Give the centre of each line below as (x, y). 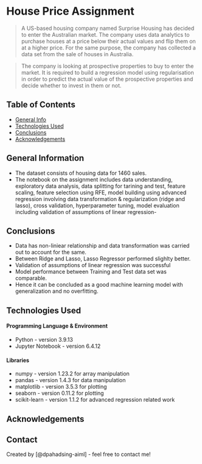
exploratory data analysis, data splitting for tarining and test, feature (100, 186)
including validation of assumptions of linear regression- (86, 212)
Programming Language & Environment (57, 326)
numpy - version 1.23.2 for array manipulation (72, 374)
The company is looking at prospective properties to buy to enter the (107, 66)
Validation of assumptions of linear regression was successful (93, 265)
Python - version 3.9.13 (44, 339)
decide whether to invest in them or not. (71, 85)
